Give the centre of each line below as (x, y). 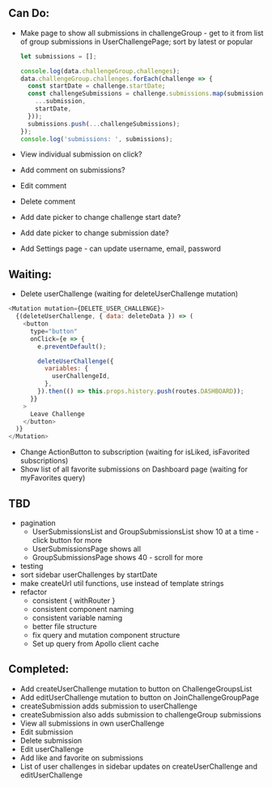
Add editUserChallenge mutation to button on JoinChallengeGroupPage (139, 697)
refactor (33, 592)
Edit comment (43, 186)
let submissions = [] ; (58, 56)
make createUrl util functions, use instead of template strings (122, 583)
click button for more (67, 540)
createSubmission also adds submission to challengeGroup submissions (140, 714)
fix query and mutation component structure (106, 635)
